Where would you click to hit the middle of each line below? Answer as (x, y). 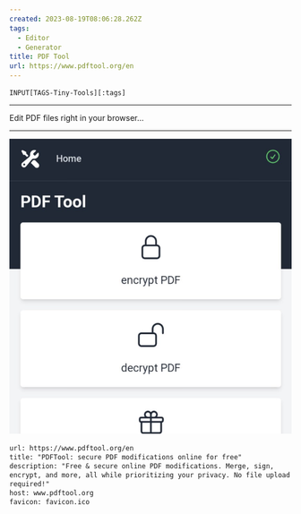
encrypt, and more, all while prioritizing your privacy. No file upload (150, 475)
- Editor (34, 38)
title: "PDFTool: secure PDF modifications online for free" (126, 457)
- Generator (40, 47)
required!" (30, 484)
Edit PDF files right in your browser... (77, 118)
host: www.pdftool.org (52, 493)
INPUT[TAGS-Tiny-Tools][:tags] (68, 93)
